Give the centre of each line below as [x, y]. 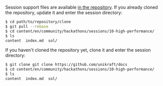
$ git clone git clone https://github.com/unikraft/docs [66, 65]
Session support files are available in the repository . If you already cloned [82, 7]
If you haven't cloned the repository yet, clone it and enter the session [78, 50]
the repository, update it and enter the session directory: [64, 13]
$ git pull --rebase [27, 26]
